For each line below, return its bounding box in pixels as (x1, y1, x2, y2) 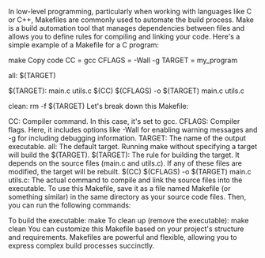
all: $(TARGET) (8, 71, 57, 80)
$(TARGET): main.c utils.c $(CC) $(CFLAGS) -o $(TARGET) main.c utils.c (8, 86, 245, 95)
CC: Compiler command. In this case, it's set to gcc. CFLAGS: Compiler (8, 117, 240, 125)
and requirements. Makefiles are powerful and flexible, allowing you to (8, 233, 237, 241)
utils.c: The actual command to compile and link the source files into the (8, 175, 243, 185)
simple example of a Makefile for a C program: (8, 40, 160, 50)
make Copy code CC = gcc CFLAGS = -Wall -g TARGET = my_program (8, 55, 238, 65)
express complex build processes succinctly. (8, 241, 155, 250)
